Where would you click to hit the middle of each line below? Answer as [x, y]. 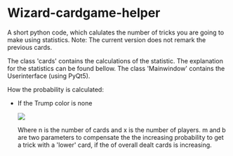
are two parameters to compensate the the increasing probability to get [121, 137]
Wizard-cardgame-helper [84, 13]
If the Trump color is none [55, 103]
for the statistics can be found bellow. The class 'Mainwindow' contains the [116, 68]
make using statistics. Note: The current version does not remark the [107, 39]
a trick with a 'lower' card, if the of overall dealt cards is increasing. [114, 145]
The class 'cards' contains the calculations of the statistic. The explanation [115, 60]
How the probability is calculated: [55, 89]
